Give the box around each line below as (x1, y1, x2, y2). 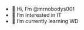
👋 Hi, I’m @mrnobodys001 (11, 6, 75, 12)
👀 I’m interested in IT (11, 12, 62, 18)
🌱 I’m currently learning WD (11, 18, 79, 24)
